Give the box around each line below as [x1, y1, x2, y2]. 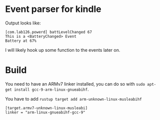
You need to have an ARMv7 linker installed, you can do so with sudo [5, 81, 145, 87]
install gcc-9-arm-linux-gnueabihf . [14, 86, 89, 92]
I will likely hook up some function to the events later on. [5, 47, 120, 53]
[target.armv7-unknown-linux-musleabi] [5, 106, 88, 111]
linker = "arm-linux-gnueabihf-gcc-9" [5, 110, 85, 115]
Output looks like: [5, 20, 41, 26]
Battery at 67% [5, 38, 37, 43]
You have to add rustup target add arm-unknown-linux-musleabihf [5, 96, 142, 102]
